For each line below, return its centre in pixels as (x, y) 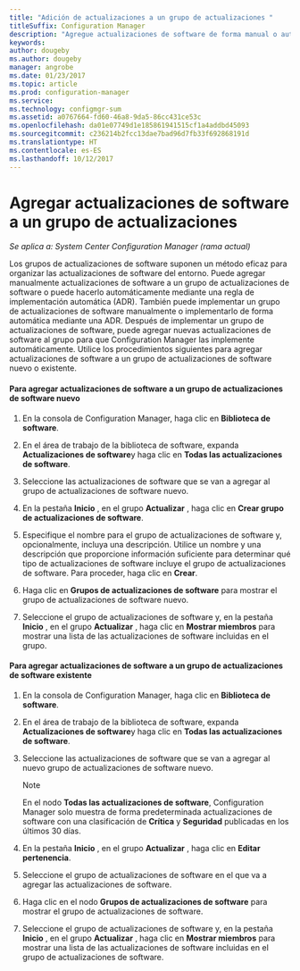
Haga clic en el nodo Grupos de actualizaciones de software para (145, 901)
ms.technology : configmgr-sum (66, 109)
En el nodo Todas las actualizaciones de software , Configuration (143, 802)
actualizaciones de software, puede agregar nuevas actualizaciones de (140, 331)
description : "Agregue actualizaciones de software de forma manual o (143, 34)
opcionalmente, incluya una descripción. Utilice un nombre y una (142, 544)
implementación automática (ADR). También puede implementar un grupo (145, 302)
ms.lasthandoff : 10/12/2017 (62, 159)
